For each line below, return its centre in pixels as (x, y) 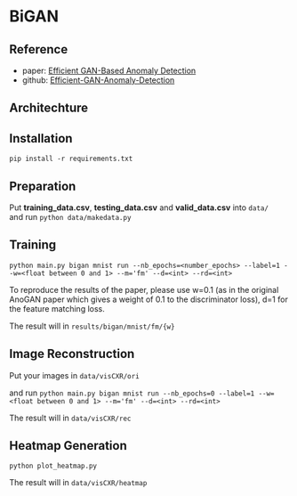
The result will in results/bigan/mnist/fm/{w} (92, 326)
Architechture (49, 108)
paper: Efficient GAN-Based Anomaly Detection (109, 70)
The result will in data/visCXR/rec (70, 418)
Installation (41, 138)
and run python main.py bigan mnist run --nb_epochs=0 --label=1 (132, 393)
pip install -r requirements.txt (71, 159)
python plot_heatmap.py (53, 466)
